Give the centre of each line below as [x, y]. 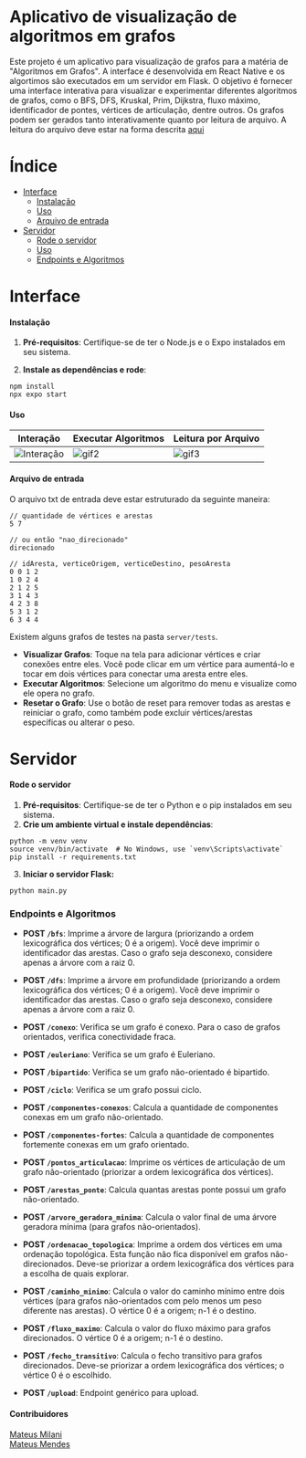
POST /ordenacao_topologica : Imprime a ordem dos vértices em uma [153, 1244]
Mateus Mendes [40, 1443]
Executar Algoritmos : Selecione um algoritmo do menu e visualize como [160, 683]
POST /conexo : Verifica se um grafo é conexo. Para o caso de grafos [151, 1027]
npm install [32, 387]
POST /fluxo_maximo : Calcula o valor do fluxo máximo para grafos [147, 1328]
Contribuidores [39, 1413]
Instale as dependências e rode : [84, 370]
